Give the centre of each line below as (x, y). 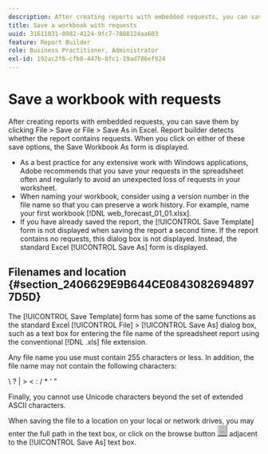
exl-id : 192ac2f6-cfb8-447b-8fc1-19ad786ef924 (87, 59)
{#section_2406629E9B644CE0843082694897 (131, 284)
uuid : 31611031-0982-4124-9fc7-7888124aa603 (83, 34)
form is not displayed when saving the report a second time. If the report (139, 230)
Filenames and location (67, 272)
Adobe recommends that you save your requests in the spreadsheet (132, 171)
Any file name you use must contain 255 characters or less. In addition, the (131, 357)
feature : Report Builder (49, 42)
